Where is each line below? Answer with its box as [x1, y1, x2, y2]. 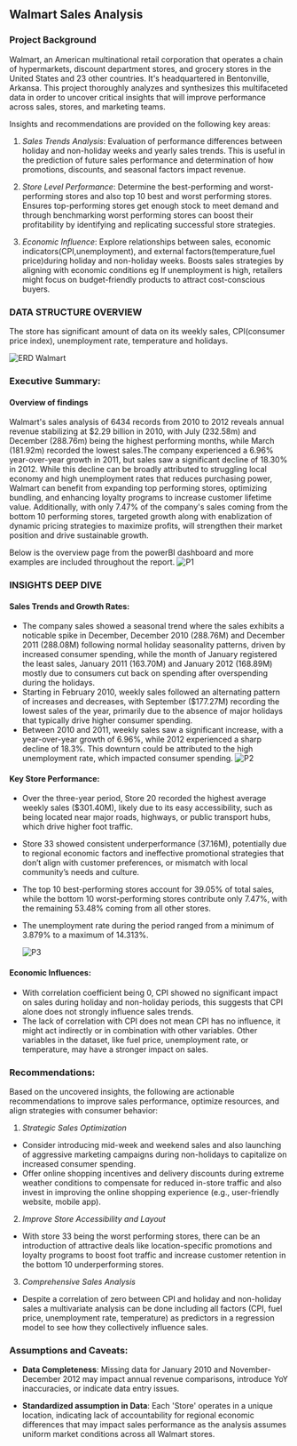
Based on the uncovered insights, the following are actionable [9, 1086, 235, 1097]
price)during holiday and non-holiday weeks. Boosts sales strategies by [21, 255, 284, 266]
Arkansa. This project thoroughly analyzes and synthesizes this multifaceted [9, 82, 288, 92]
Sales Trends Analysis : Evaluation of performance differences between [21, 135, 283, 146]
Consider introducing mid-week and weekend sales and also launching [21, 1139, 282, 1150]
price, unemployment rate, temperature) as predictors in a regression [21, 1312, 275, 1323]
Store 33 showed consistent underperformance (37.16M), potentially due [21, 839, 287, 849]
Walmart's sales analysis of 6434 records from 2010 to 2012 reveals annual [9, 417, 285, 428]
